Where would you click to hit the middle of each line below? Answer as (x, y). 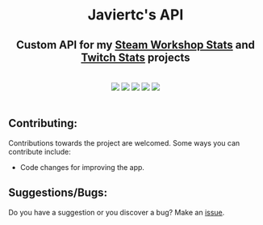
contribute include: (40, 151)
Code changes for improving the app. (82, 167)
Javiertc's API (136, 15)
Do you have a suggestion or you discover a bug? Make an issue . (117, 212)
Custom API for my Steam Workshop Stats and (136, 45)
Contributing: (43, 123)
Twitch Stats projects (136, 57)
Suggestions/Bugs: (58, 193)
